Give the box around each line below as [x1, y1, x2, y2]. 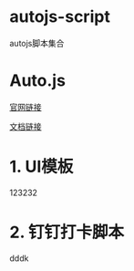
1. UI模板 [9, 157, 74, 177]
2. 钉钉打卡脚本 [9, 222, 125, 243]
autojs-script [9, 6, 111, 27]
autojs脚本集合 [9, 37, 65, 48]
